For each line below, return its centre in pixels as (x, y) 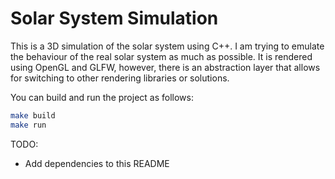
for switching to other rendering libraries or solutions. (120, 78)
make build (33, 115)
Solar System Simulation (114, 18)
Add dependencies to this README (97, 163)
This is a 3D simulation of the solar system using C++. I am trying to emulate (167, 46)
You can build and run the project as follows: (102, 97)
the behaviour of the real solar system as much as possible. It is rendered (161, 56)
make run (28, 125)
